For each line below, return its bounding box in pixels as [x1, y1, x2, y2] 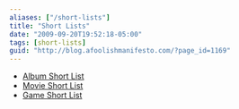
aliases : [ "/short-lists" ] [9, 13, 111, 22]
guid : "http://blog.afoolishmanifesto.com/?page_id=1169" [9, 46, 231, 55]
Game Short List [22, 90, 83, 101]
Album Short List [22, 71, 84, 81]
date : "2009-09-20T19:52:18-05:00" [9, 29, 143, 38]
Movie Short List [22, 80, 84, 91]
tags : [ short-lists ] [9, 38, 87, 47]
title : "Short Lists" [9, 21, 91, 30]
